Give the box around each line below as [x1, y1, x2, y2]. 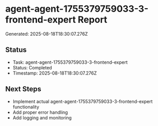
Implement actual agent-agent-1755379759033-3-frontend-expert [12, 98, 153, 105]
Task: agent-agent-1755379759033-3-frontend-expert [12, 59, 128, 65]
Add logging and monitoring [12, 114, 72, 120]
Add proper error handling [12, 109, 68, 115]
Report [77, 14, 107, 26]
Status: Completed [12, 64, 52, 70]
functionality [12, 104, 39, 110]
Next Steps [5, 85, 41, 93]
